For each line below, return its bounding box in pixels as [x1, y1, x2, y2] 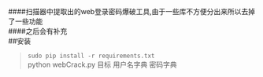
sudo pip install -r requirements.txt [27, 52, 155, 60]
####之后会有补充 [8, 27, 68, 35]
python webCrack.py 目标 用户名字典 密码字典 [27, 60, 177, 69]
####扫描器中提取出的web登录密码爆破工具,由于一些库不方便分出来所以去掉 [8, 7, 256, 16]
